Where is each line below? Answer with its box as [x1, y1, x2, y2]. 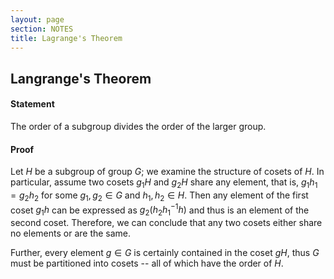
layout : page [10, 14, 65, 25]
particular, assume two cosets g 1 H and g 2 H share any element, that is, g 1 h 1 [10, 176, 318, 190]
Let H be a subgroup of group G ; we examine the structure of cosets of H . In [10, 166, 325, 178]
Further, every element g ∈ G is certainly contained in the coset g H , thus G [10, 247, 320, 259]
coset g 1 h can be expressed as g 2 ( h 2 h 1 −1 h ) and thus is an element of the [10, 202, 310, 218]
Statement [10, 98, 55, 110]
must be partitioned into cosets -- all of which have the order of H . [10, 257, 284, 270]
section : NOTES [10, 24, 74, 34]
